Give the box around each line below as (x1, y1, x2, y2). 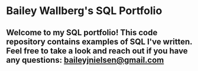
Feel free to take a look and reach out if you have (6, 46, 188, 56)
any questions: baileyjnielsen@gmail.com (6, 55, 164, 65)
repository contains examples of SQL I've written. (6, 36, 193, 46)
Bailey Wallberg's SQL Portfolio (6, 4, 163, 18)
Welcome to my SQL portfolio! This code (6, 28, 158, 38)
